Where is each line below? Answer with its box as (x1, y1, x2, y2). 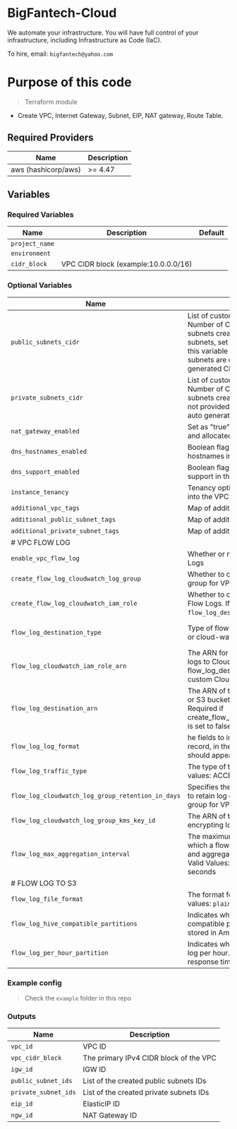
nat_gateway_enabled (11, 427, 80, 435)
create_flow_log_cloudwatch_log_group (11, 574, 141, 583)
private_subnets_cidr (11, 393, 83, 402)
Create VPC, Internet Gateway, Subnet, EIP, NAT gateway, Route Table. (17, 111, 224, 119)
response (187, 957, 219, 967)
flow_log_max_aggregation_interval (11, 849, 130, 858)
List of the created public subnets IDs (83, 1076, 207, 1086)
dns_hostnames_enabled (11, 447, 87, 455)
